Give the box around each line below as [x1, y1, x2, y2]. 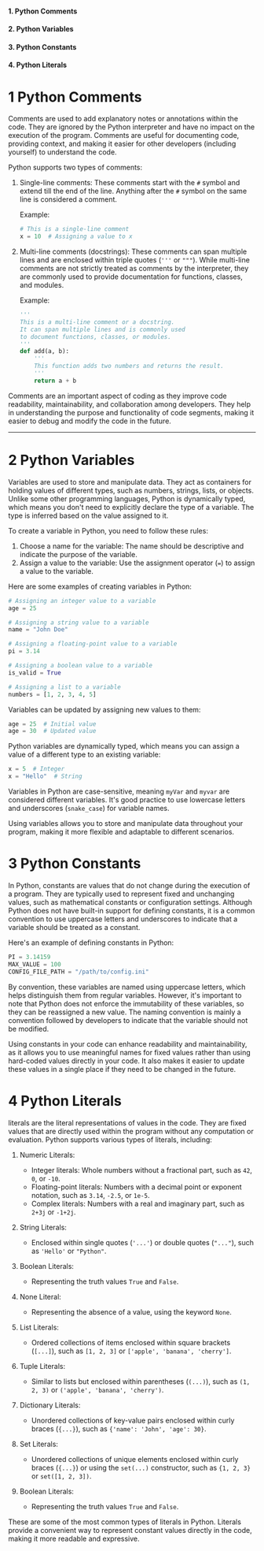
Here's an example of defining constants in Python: [8, 938, 174, 947]
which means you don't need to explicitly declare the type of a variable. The [8, 502, 255, 511]
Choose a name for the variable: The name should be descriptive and [19, 541, 244, 551]
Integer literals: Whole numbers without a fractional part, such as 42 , [31, 1165, 253, 1174]
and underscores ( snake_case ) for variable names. [8, 804, 170, 813]
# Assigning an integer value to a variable [8, 597, 156, 604]
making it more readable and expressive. [8, 1534, 140, 1543]
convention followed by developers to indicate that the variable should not [8, 1015, 248, 1025]
